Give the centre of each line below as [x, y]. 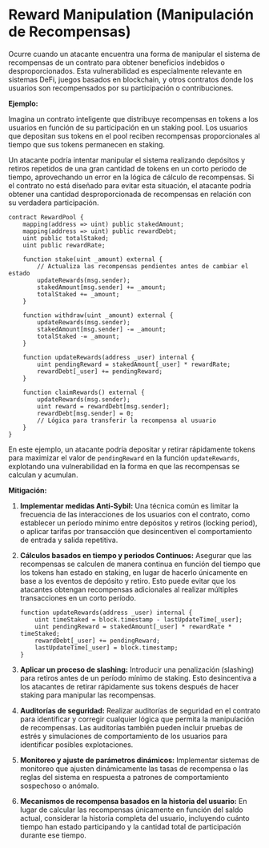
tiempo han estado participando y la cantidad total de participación [130, 826]
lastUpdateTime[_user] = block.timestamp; [106, 647]
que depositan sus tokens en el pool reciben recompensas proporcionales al [134, 136]
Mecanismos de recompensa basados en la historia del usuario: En [133, 801]
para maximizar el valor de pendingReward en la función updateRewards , [124, 457]
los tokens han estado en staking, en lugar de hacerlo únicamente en [134, 572]
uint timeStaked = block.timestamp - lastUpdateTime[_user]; [139, 619]
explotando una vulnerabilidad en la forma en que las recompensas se [124, 466]
